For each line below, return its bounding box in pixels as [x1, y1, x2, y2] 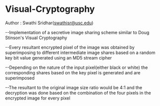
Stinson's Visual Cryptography [5, 35, 67, 41]
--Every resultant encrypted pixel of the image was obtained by [5, 44, 135, 50]
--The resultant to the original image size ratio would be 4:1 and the [5, 84, 143, 90]
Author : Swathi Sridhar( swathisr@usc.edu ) [5, 20, 94, 26]
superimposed [5, 75, 35, 81]
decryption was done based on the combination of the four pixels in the [5, 90, 151, 96]
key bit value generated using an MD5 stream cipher [5, 54, 112, 60]
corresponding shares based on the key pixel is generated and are [5, 69, 141, 75]
